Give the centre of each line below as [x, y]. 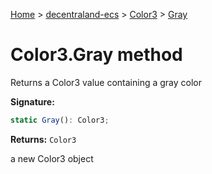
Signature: [32, 101]
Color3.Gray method [96, 55]
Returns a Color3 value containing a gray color [106, 82]
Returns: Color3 [43, 139]
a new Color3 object [52, 158]
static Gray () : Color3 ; [60, 120]
